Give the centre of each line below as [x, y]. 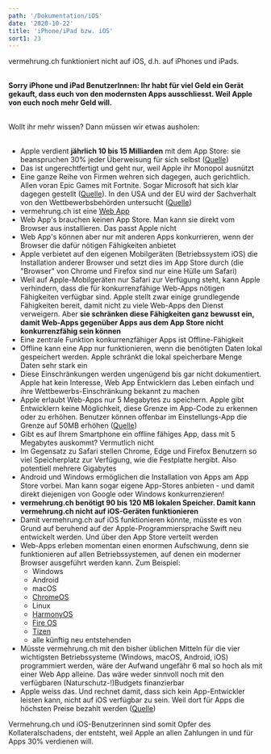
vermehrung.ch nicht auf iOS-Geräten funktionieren [109, 511]
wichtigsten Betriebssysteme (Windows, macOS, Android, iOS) [124, 657]
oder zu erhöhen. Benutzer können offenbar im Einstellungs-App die [133, 417]
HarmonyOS [52, 614]
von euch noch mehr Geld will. [60, 103]
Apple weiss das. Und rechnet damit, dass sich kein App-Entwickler [132, 692]
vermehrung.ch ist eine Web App [75, 212]
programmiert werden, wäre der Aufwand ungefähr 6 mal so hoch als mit [141, 666]
